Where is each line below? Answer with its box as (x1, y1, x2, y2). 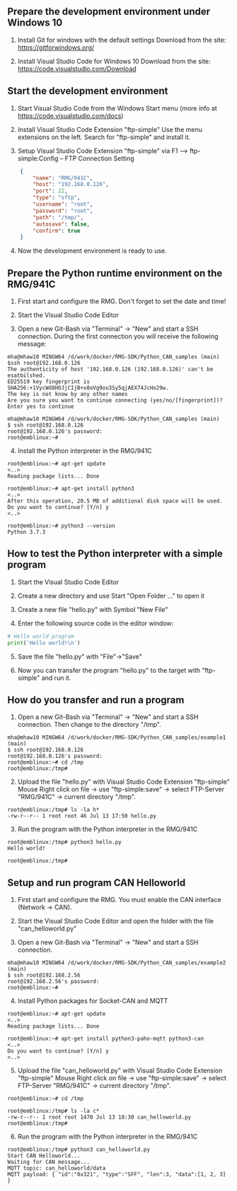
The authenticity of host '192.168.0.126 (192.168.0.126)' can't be (7, 366, 214, 373)
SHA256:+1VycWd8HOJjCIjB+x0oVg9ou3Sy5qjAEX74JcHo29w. (7, 385, 170, 392)
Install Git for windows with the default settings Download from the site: (17, 35, 226, 44)
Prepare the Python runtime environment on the (7, 267, 223, 279)
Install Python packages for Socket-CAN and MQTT (17, 997, 168, 1005)
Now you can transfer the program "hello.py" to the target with (17, 666, 200, 674)
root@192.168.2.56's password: (7, 978, 100, 985)
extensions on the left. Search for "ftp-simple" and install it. (17, 133, 191, 141)
